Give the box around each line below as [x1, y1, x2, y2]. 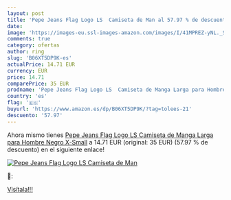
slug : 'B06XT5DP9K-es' [7, 55, 72, 62]
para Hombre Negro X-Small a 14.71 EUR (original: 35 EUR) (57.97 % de [7, 138, 208, 146]
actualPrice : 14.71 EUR [7, 61, 76, 68]
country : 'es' [7, 93, 48, 100]
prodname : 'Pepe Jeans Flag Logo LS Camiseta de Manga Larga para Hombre [7, 86, 226, 93]
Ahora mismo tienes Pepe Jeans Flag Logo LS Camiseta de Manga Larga [7, 131, 214, 139]
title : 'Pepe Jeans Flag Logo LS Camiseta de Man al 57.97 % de [7, 16, 198, 23]
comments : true [7, 36, 51, 42]
